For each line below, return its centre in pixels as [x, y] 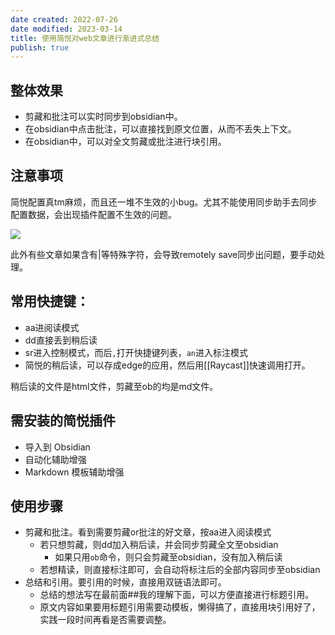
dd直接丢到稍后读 [61, 340]
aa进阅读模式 [52, 327]
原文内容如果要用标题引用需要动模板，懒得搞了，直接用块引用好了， [180, 607]
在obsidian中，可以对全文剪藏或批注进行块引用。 [125, 142]
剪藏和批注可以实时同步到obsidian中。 [103, 117]
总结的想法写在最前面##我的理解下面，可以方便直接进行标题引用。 [177, 595]
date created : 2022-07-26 [64, 19]
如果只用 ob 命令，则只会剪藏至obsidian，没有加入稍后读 [168, 557]
